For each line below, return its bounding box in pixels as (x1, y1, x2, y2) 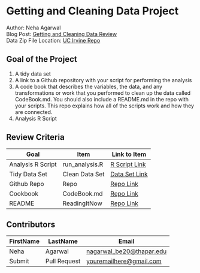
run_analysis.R (62, 160, 104, 169)
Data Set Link (110, 170, 148, 178)
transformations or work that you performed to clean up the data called (14, 89, 191, 97)
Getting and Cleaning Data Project (6, 4, 179, 18)
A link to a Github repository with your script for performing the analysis (14, 76, 192, 83)
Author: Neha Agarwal (6, 24, 61, 31)
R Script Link (110, 160, 146, 169)
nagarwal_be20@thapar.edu (86, 247, 167, 256)
